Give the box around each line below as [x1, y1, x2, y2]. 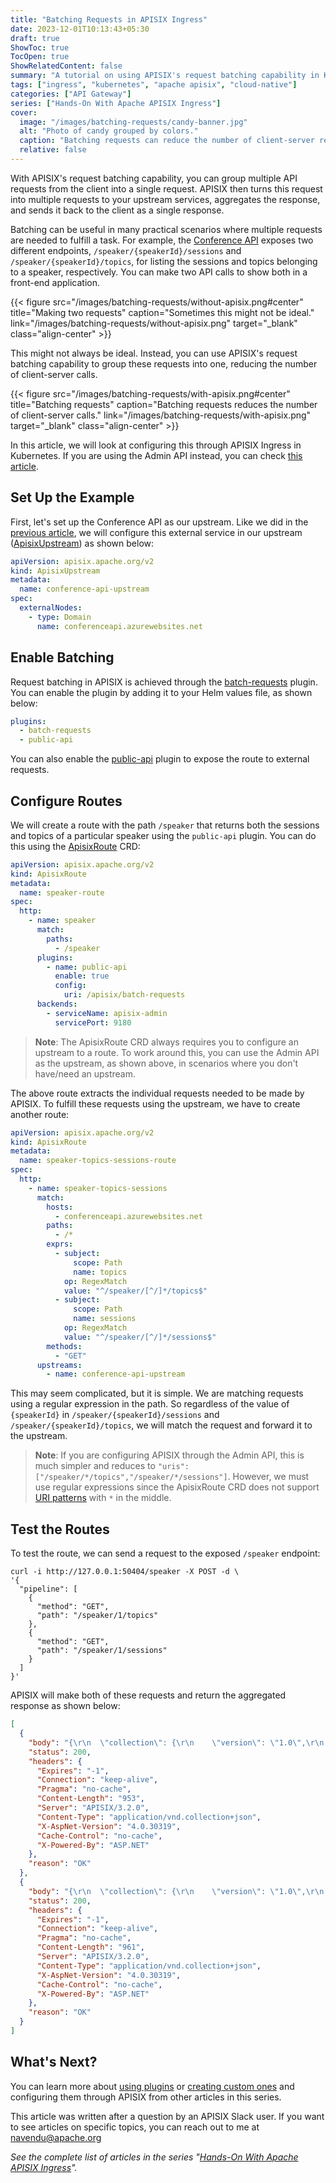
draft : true [10, 33, 60, 43]
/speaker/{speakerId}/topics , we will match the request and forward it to [10, 1419, 313, 1431]
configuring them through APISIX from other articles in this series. [10, 2091, 282, 2103]
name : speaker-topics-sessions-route [19, 1156, 177, 1166]
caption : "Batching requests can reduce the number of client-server [19, 136, 315, 146]
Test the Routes [10, 1521, 110, 1538]
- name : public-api [46, 962, 128, 972]
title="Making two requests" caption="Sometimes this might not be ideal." [10, 306, 315, 318]
